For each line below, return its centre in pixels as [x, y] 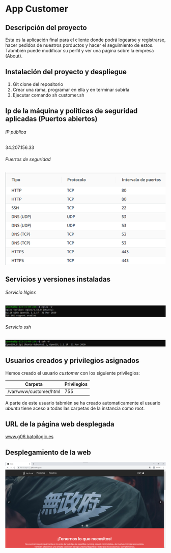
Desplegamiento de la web [48, 453]
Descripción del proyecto [46, 28]
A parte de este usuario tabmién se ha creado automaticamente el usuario [83, 403]
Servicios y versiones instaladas [58, 279]
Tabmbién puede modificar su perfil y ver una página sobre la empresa [80, 51]
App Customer [37, 9]
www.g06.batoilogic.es [30, 436]
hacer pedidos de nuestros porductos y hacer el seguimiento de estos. [79, 45]
